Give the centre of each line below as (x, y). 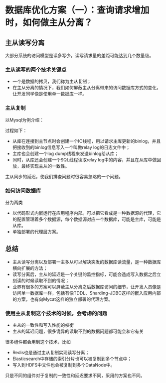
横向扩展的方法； (30, 268)
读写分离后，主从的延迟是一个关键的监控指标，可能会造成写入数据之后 (84, 274)
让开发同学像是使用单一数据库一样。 (50, 94)
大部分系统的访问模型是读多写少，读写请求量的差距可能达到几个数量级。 (79, 56)
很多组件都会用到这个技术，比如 (38, 342)
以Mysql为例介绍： (24, 120)
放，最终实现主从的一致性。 (41, 166)
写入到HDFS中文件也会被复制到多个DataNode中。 (64, 365)
